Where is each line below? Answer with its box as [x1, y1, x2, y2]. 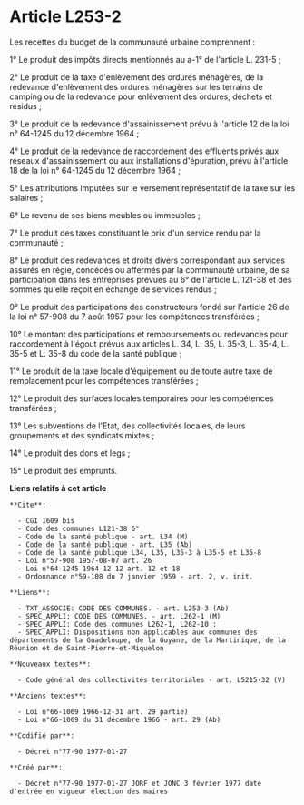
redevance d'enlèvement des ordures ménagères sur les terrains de [9, 81, 263, 92]
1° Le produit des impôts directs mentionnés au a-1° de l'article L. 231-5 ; [9, 54, 281, 65]
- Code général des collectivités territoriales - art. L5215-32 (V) [17, 675, 286, 684]
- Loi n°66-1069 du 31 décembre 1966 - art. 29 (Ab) [17, 715, 221, 724]
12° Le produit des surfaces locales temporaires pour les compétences [9, 393, 274, 404]
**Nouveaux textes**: [9, 659, 92, 669]
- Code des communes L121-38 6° [17, 524, 141, 533]
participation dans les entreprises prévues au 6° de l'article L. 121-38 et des [9, 274, 292, 285]
